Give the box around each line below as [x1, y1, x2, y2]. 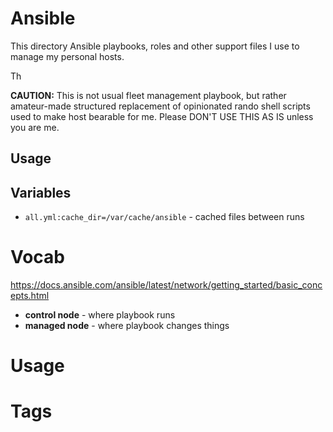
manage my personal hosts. [10, 50, 125, 62]
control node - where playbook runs [24, 309, 176, 321]
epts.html [10, 290, 50, 302]
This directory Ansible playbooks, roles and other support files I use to [10, 40, 300, 52]
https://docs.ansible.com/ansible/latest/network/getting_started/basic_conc [10, 279, 323, 291]
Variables [10, 184, 72, 201]
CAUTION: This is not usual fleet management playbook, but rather [10, 89, 287, 101]
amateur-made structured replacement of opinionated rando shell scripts [10, 100, 311, 112]
